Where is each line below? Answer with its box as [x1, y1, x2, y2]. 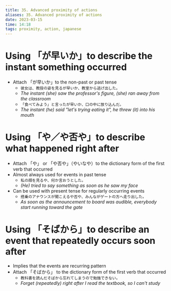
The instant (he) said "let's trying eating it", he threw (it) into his [20, 107, 156, 113]
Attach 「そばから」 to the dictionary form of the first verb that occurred [12, 268, 166, 275]
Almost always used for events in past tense [12, 172, 106, 177]
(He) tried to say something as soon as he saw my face [20, 182, 138, 189]
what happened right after [5, 143, 119, 154]
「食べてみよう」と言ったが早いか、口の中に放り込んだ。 [20, 102, 124, 108]
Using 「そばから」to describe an [5, 224, 150, 236]
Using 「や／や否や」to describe [5, 132, 145, 143]
